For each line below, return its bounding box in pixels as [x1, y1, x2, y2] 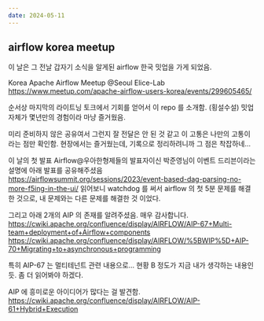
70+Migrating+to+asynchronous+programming [8, 245, 161, 254]
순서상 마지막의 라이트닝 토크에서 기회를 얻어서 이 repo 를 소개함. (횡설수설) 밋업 [8, 103, 254, 113]
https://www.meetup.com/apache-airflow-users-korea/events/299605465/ [8, 87, 252, 96]
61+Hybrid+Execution [8, 304, 79, 314]
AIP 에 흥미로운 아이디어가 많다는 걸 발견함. [8, 287, 141, 297]
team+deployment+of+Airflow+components [8, 227, 151, 237]
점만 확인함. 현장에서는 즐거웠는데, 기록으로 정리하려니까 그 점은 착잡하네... [22, 139, 251, 149]
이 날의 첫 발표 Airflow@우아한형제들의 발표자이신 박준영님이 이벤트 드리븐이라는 [8, 156, 256, 165]
